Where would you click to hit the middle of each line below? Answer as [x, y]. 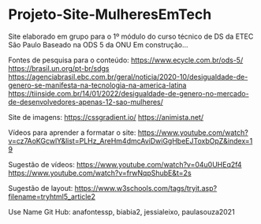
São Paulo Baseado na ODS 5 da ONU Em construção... [98, 44]
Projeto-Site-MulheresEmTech [110, 15]
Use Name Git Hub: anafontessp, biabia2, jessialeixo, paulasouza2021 [121, 211]
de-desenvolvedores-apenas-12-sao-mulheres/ [86, 102]
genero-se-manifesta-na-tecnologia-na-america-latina [97, 85]
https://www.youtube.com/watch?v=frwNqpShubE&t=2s [100, 173]
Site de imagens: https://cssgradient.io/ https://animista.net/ [106, 117]
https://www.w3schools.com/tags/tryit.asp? [146, 188]
